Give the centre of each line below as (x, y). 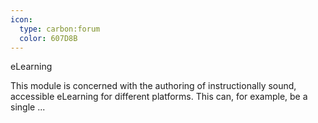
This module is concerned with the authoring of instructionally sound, (153, 86)
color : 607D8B (48, 38)
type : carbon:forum (60, 29)
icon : (21, 19)
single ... (28, 107)
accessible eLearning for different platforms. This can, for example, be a (159, 97)
